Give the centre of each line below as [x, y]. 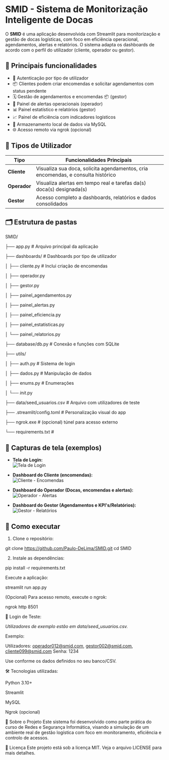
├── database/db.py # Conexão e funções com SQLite [62, 344]
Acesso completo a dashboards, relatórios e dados [96, 197]
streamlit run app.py [26, 587]
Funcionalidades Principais [99, 160]
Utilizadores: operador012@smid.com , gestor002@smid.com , [69, 646]
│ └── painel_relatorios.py [33, 334]
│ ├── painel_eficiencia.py [33, 315]
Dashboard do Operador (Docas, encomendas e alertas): [73, 490]
